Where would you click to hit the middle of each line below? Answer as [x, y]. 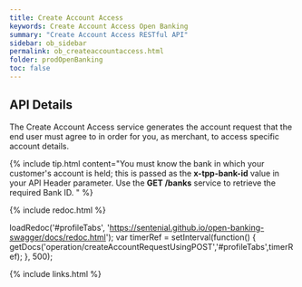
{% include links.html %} [55, 273]
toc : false [30, 69]
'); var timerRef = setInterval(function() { [181, 237]
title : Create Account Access [67, 18]
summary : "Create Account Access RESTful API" [99, 34]
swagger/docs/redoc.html [58, 237]
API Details [41, 105]
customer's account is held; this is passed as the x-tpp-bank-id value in [144, 173]
